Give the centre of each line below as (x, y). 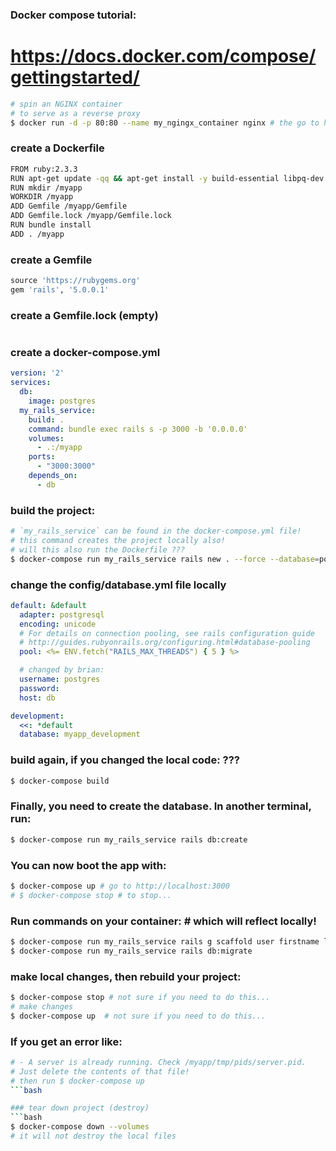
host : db (37, 698)
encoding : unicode (58, 624)
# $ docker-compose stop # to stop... (91, 895)
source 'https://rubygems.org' (75, 281)
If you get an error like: (66, 1041)
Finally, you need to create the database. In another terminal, (161, 806)
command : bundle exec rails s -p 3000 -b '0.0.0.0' (138, 429)
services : (31, 383)
